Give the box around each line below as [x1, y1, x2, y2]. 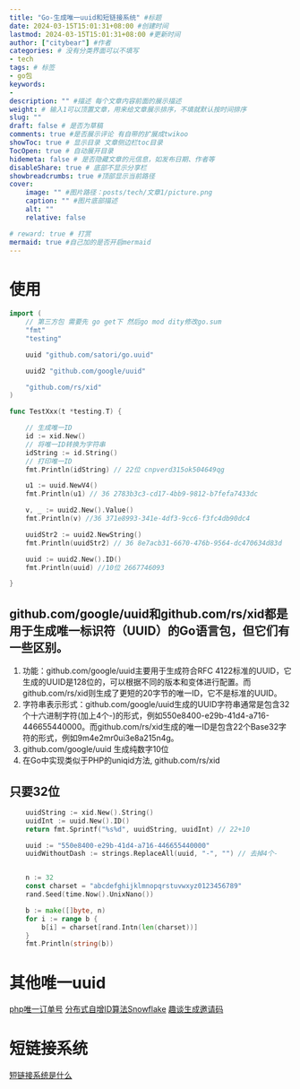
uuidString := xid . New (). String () [25, 808, 154, 817]
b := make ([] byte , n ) [25, 906, 106, 915]
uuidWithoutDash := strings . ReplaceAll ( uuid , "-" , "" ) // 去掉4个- [25, 849, 279, 859]
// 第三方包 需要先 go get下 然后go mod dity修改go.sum [25, 317, 222, 327]
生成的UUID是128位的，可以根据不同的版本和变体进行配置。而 [21, 677, 252, 687]
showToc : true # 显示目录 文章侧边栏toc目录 [9, 138, 164, 147]
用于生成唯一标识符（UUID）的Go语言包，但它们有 [9, 623, 290, 638]
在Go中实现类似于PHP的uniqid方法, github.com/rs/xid [21, 755, 221, 766]
